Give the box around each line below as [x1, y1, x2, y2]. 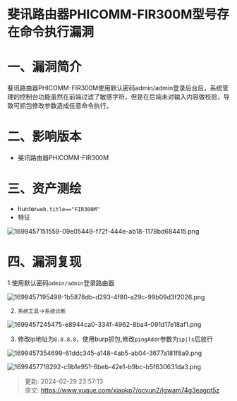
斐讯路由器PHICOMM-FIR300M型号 [7, 6, 217, 23]
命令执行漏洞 [20, 24, 95, 40]
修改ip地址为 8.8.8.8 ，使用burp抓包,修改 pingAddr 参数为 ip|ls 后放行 [17, 335, 213, 343]
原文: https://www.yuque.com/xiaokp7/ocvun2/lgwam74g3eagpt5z [24, 385, 220, 394]
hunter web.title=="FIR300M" [17, 205, 100, 213]
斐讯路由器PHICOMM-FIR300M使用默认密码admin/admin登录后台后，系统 [7, 84, 223, 92]
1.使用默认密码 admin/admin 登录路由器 [7, 278, 115, 287]
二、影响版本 [7, 128, 83, 145]
